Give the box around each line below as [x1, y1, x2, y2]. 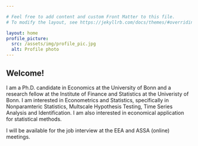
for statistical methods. [6, 115, 62, 122]
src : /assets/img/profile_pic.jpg [11, 41, 96, 47]
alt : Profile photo [11, 47, 60, 53]
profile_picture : [6, 35, 49, 41]
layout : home [6, 30, 38, 36]
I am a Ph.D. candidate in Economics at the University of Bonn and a [6, 84, 171, 91]
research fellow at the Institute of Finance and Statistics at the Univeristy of [6, 90, 189, 98]
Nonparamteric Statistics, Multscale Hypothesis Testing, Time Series [6, 103, 173, 110]
